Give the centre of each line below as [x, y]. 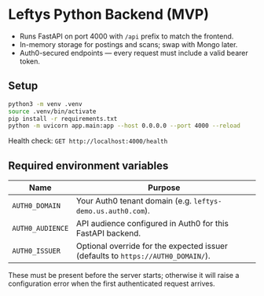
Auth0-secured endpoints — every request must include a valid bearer [134, 53]
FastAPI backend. [108, 233]
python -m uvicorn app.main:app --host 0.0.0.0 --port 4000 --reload [125, 126]
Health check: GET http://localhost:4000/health [88, 141]
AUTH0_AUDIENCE [40, 228]
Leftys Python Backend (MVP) [109, 15]
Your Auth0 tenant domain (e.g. [134, 201]
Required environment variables [88, 165]
